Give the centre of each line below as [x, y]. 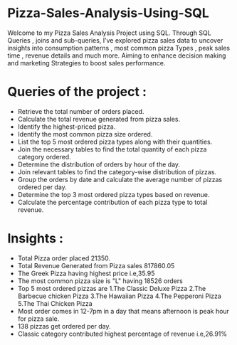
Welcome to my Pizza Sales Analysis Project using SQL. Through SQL [109, 33]
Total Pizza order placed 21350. [64, 258]
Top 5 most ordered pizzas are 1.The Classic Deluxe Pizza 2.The [112, 288]
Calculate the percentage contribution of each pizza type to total [112, 202]
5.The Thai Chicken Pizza [55, 303]
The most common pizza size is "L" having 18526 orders [100, 281]
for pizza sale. [38, 319]
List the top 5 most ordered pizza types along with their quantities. [115, 142]
